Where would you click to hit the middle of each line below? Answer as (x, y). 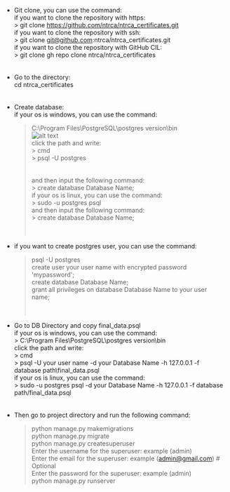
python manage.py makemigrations (82, 428)
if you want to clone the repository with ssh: (77, 32)
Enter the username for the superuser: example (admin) (112, 451)
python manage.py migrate (70, 436)
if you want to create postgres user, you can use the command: (106, 246)
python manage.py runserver (73, 481)
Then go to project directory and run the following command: (102, 415)
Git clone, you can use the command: (68, 10)
